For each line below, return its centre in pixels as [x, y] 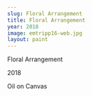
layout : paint [28, 40]
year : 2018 [23, 26]
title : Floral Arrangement [46, 20]
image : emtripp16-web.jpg [45, 33]
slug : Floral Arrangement [45, 14]
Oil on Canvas [27, 86]
